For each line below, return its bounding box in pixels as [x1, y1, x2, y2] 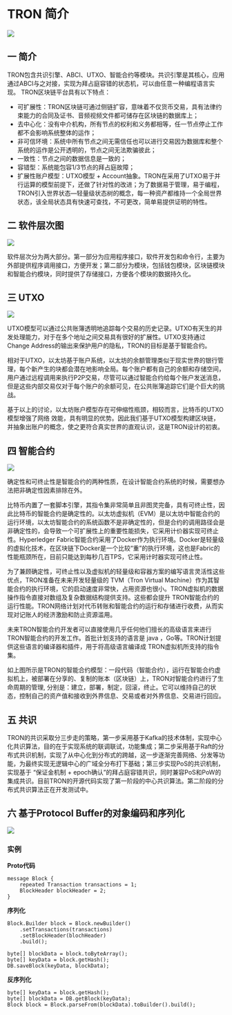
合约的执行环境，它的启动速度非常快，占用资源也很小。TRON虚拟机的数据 [12, 585, 224, 593]
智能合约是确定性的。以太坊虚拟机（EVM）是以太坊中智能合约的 [37, 509, 220, 518]
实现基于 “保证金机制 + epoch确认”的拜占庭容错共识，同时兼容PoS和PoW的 [7, 768, 222, 776]
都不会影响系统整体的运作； [17, 129, 97, 137]
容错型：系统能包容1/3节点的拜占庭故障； [17, 163, 135, 171]
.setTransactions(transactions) [19, 927, 113, 933]
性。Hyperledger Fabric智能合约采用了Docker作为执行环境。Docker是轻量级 [7, 535, 224, 544]
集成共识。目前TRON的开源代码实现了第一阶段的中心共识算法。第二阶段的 [7, 777, 218, 785]
